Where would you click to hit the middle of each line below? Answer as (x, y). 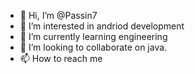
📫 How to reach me (61, 58)
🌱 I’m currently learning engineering (93, 36)
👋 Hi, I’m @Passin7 (58, 15)
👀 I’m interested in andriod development (102, 26)
